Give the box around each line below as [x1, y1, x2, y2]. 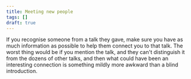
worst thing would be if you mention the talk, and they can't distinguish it [6, 49, 185, 56]
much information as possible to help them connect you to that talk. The [6, 42, 183, 49]
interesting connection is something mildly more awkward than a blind [6, 61, 178, 68]
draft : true [6, 20, 36, 26]
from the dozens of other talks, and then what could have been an [6, 55, 169, 62]
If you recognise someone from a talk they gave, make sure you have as [6, 36, 183, 43]
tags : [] [6, 14, 28, 20]
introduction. [6, 68, 38, 75]
